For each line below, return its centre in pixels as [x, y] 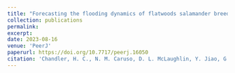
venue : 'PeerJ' [29, 46]
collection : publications [45, 20]
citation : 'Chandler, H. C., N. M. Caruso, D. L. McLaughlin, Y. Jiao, [114, 59]
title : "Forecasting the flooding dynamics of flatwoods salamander [109, 14]
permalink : [23, 26]
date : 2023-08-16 [33, 40]
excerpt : [20, 33]
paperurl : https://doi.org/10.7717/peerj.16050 [78, 53]
